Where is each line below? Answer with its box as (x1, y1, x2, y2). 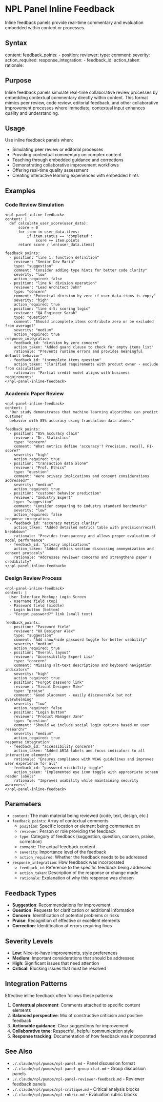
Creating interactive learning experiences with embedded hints (12, 172, 139, 179)
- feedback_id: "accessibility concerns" (9, 744, 95, 749)
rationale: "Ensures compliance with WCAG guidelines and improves (14, 756, 154, 762)
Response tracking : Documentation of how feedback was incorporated (12, 1033, 156, 1039)
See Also (5, 1047, 33, 1056)
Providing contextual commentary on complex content (12, 152, 122, 158)
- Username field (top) (9, 599, 58, 604)
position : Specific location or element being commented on (19, 823, 140, 829)
